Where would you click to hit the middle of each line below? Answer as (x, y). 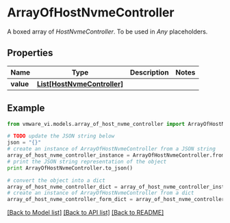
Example (26, 108)
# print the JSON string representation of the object (87, 161)
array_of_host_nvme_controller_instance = (68, 155)
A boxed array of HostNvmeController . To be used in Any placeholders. (107, 31)
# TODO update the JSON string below (61, 136)
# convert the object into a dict (56, 180)
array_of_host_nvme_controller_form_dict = (70, 200)
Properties (30, 53)
